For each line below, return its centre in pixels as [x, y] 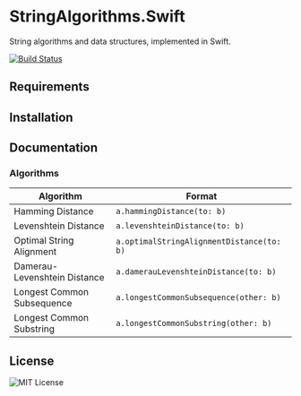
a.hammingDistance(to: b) [171, 211]
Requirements [49, 87]
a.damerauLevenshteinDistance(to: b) [196, 272]
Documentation [54, 148]
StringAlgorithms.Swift [97, 17]
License [32, 361]
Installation [41, 117]
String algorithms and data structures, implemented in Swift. [120, 41]
